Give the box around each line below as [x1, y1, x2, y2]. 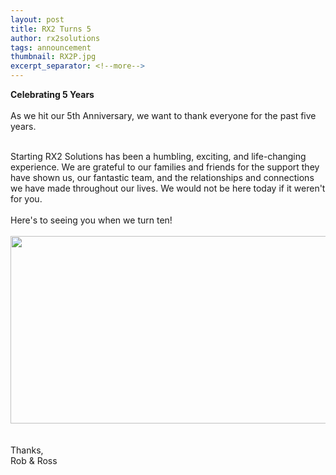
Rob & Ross [10, 455, 58, 466]
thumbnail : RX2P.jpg [10, 52, 97, 62]
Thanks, [10, 444, 44, 456]
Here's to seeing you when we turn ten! [10, 214, 173, 226]
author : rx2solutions [10, 33, 101, 43]
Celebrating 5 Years [10, 89, 95, 100]
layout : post [10, 14, 65, 25]
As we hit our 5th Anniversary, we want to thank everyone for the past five [10, 110, 317, 121]
